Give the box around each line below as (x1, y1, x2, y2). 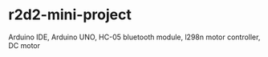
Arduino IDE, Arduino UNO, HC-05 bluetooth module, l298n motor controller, (8, 32, 261, 42)
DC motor (8, 40, 41, 50)
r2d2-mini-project (8, 6, 132, 24)
